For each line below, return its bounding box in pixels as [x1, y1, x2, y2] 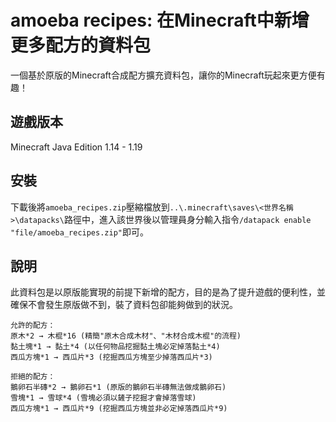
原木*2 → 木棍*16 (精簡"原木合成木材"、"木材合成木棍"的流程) [10, 331, 242, 341]
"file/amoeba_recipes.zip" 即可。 [10, 226, 149, 238]
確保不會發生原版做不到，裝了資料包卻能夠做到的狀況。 [10, 299, 238, 311]
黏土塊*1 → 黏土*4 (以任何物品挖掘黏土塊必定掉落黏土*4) [10, 342, 221, 352]
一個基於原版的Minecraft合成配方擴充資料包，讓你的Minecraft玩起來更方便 [10, 69, 317, 81]
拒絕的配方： [10, 372, 56, 382]
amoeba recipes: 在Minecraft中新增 [10, 9, 310, 32]
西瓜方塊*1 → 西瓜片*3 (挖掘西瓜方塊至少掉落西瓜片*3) [10, 352, 213, 363]
